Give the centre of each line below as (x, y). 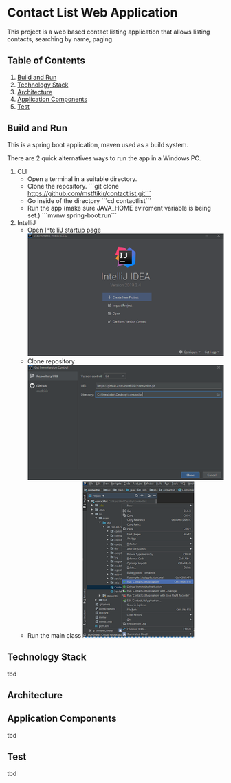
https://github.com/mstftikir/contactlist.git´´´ (89, 193)
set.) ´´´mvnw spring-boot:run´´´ (72, 215)
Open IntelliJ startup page (64, 230)
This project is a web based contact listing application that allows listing (109, 32)
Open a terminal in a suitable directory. (82, 179)
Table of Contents (46, 61)
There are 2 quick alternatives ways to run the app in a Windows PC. (104, 158)
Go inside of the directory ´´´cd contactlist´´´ (89, 200)
